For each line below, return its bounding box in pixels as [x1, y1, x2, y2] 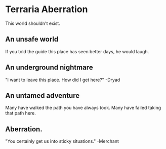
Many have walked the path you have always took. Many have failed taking [5, 105, 161, 111]
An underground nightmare [5, 63, 93, 72]
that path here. [5, 110, 36, 116]
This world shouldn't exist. [5, 20, 61, 26]
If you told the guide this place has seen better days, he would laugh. [5, 48, 149, 54]
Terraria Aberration [5, 4, 88, 15]
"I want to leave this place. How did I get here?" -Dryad [5, 77, 120, 83]
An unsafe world [5, 35, 59, 44]
